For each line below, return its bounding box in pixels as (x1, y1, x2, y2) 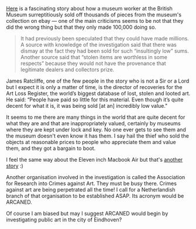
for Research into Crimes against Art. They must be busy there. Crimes (6, 180, 177, 187)
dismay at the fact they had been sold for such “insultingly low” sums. (20, 47, 189, 54)
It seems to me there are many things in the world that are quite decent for (6, 114, 185, 121)
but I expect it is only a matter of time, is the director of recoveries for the (6, 84, 183, 90)
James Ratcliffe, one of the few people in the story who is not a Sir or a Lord (6, 77, 190, 84)
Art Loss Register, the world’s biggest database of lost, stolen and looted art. (6, 90, 191, 97)
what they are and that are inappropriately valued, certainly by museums (6, 120, 181, 127)
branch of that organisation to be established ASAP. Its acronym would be (6, 193, 184, 199)
